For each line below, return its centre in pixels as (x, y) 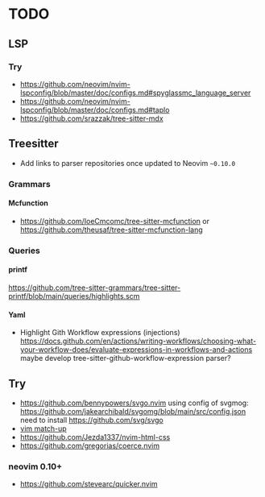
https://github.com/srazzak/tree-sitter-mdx (91, 118)
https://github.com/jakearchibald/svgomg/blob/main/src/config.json (133, 411)
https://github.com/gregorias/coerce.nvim (89, 445)
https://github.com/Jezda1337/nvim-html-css (95, 437)
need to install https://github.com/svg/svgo (91, 420)
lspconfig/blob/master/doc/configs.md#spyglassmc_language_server (135, 93)
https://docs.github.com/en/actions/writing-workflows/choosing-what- (138, 341)
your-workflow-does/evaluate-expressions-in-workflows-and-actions (136, 350)
